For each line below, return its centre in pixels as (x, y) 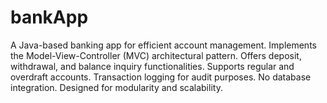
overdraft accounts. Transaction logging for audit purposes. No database (161, 77)
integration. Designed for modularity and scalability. (116, 87)
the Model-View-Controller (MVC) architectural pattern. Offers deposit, (156, 55)
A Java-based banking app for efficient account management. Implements (163, 45)
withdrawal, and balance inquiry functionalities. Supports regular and (152, 66)
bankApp (49, 17)
